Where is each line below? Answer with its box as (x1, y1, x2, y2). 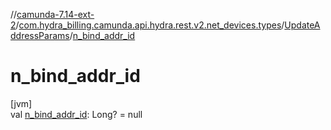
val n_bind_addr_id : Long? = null (10, 108, 143, 120)
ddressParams (10, 30, 70, 41)
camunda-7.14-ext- (16, 9, 95, 20)
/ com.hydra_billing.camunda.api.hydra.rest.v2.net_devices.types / (15, 19, 285, 31)
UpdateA (284, 19, 321, 31)
